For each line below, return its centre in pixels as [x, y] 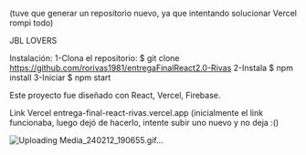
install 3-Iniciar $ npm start [60, 77]
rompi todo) [32, 23]
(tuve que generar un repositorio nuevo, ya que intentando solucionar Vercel [153, 13]
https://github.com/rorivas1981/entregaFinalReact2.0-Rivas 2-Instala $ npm [152, 68]
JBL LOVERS [33, 41]
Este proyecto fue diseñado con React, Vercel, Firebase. [115, 95]
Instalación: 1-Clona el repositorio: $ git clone [95, 58]
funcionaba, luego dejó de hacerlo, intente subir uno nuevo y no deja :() [144, 123]
